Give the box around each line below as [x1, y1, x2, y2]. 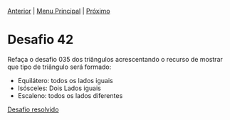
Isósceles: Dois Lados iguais [17, 84, 101, 92]
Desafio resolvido [7, 105, 59, 114]
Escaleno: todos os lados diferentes [17, 91, 123, 99]
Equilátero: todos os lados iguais [17, 76, 114, 84]
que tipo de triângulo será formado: [7, 62, 112, 71]
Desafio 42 [7, 32, 74, 48]
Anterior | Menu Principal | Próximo [7, 7, 110, 15]
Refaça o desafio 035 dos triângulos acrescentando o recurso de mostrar [7, 55, 223, 63]
